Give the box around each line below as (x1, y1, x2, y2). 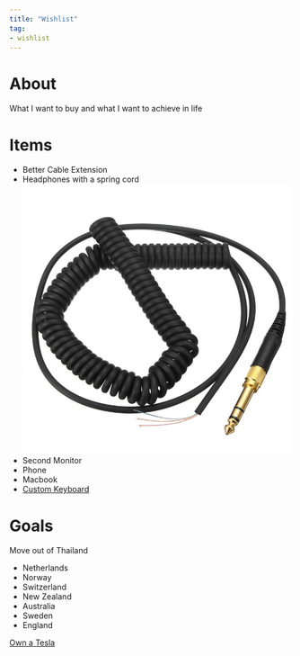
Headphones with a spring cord (22, 174, 139, 184)
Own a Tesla (9, 637, 56, 648)
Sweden (22, 610, 54, 621)
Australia (22, 601, 56, 612)
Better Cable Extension (22, 165, 108, 175)
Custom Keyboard (22, 484, 90, 495)
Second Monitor (22, 455, 83, 466)
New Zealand (22, 591, 72, 602)
